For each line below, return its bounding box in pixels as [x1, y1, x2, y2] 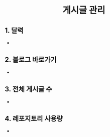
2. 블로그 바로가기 [5, 56, 57, 64]
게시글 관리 [62, 5, 105, 16]
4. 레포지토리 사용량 [5, 114, 63, 123]
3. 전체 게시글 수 [5, 85, 52, 93]
